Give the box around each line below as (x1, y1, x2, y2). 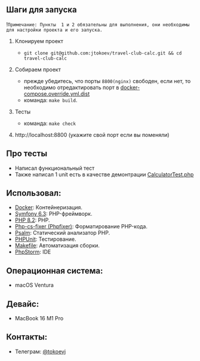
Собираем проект (14, 66, 61, 73)
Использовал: (6, 188, 61, 198)
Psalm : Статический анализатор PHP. (14, 230, 110, 237)
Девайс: (6, 299, 39, 309)
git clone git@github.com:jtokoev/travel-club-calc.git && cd (23, 50, 182, 56)
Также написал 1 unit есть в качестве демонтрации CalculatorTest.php (14, 170, 194, 178)
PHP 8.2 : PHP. (14, 216, 50, 224)
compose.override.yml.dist (23, 90, 90, 97)
